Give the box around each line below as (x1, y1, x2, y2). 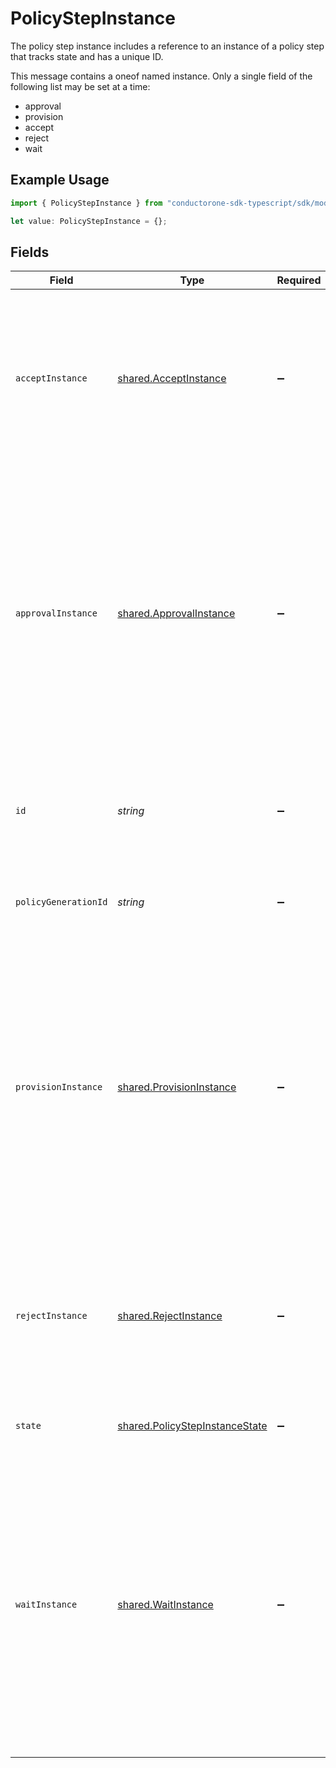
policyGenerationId (15, 897, 108, 908)
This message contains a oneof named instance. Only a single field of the (10, 70, 313, 82)
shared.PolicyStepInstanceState (117, 1419, 268, 1433)
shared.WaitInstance (117, 1598, 214, 1612)
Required (276, 273, 322, 287)
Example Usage (10, 172, 110, 189)
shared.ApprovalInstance (117, 607, 236, 621)
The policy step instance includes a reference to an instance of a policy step (10, 40, 325, 52)
